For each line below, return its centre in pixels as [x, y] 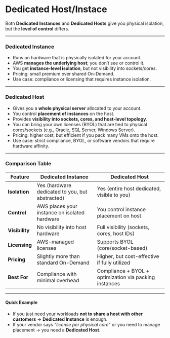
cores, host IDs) [116, 233]
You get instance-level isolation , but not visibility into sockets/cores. [85, 68]
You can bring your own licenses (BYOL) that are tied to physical [80, 124]
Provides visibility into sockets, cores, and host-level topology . [80, 119]
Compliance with [57, 274]
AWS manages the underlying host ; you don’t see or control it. [78, 63]
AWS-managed [55, 242]
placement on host [119, 215]
